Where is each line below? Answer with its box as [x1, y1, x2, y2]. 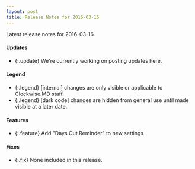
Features [6, 116, 28, 123]
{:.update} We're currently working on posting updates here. [14, 57, 162, 64]
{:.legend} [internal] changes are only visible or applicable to [14, 84, 163, 91]
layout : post [6, 8, 39, 15]
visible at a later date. [14, 103, 68, 110]
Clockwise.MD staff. [14, 90, 64, 97]
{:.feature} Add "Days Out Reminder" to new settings [14, 130, 144, 137]
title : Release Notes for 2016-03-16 [6, 14, 100, 20]
